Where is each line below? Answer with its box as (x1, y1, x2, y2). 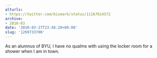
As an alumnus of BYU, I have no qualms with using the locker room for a (5, 43, 153, 49)
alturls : (5, 7, 23, 12)
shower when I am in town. (5, 48, 60, 54)
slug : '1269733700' (5, 30, 45, 35)
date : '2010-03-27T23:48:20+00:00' (5, 25, 78, 30)
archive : (5, 16, 23, 21)
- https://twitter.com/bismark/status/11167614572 (5, 12, 111, 17)
